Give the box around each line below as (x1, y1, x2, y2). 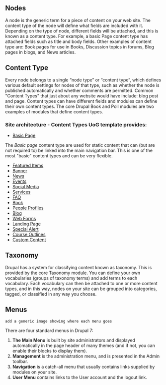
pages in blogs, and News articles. (5, 49, 76, 55)
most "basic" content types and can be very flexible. (5, 152, 113, 159)
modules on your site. (12, 369, 57, 375)
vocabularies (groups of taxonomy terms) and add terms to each (5, 275, 138, 281)
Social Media (12, 183, 39, 189)
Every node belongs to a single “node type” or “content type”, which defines (5, 77, 162, 83)
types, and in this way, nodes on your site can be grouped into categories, (5, 286, 157, 292)
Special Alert (12, 226, 39, 232)
